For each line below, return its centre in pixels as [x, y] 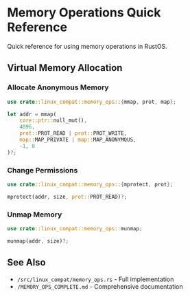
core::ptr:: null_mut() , [54, 121]
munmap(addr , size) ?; [38, 241]
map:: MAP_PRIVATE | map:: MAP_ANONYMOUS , [78, 140]
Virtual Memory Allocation [65, 68]
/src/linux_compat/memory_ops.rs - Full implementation [95, 279]
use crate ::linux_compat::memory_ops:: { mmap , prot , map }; [92, 102]
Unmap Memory [35, 214]
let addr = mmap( [32, 114]
